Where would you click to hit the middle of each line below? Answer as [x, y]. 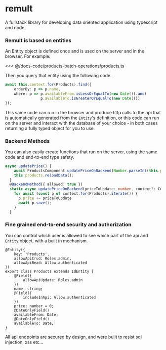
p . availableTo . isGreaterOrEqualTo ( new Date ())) [90, 98]
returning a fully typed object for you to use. [50, 128]
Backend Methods [27, 141]
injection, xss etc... [24, 342]
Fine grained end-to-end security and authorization [68, 224]
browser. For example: [28, 56]
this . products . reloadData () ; [44, 175]
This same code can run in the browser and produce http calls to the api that [83, 112]
